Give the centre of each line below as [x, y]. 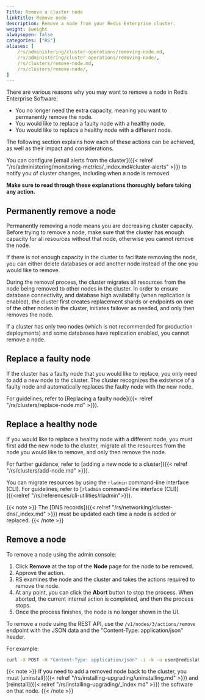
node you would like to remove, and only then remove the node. [86, 452]
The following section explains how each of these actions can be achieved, [101, 142]
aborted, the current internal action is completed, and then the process [104, 599]
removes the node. [30, 315]
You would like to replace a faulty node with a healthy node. [90, 124]
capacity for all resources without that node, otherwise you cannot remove [100, 239]
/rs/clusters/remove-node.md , [56, 63]
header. [16, 637]
